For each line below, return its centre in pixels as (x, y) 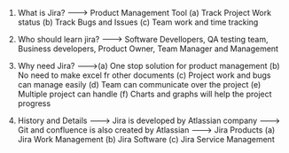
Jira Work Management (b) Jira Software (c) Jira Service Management (146, 139)
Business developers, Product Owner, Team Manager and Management (148, 49)
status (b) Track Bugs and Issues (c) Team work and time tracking (138, 22)
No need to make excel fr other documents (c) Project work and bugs (144, 75)
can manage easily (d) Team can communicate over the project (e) (139, 84)
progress (34, 103)
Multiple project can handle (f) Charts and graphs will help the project (144, 94)
